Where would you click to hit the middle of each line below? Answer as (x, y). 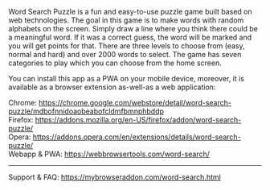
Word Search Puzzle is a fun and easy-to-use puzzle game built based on (131, 12)
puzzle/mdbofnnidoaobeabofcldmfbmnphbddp (86, 111)
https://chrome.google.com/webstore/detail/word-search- (135, 103)
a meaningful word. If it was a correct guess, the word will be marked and (130, 37)
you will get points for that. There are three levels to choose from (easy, (127, 46)
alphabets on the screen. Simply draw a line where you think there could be (133, 29)
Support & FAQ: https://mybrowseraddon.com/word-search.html (115, 177)
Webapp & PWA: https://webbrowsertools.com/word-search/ (109, 154)
